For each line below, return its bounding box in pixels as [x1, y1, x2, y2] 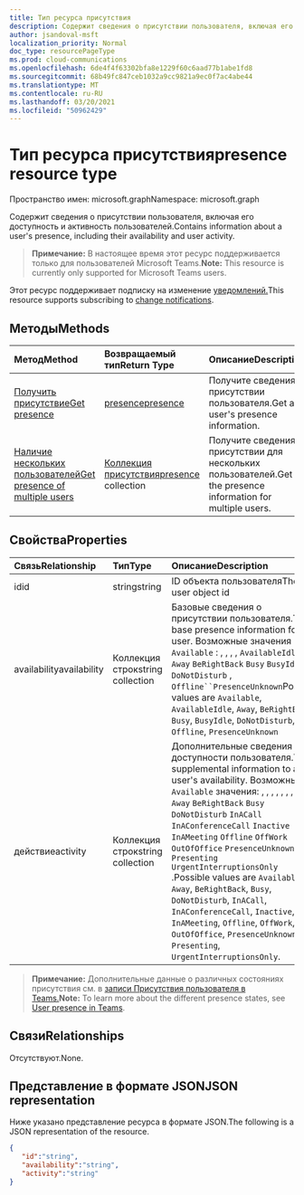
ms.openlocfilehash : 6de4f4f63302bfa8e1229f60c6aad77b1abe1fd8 [9, 64, 253, 73]
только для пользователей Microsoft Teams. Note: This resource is [31, 258, 285, 269]
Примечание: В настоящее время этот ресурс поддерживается [31, 248, 280, 259]
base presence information [171, 623, 287, 636]
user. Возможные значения [171, 634, 292, 647]
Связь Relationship [14, 559, 97, 572]
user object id [171, 585, 231, 598]
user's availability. [171, 773, 248, 786]
